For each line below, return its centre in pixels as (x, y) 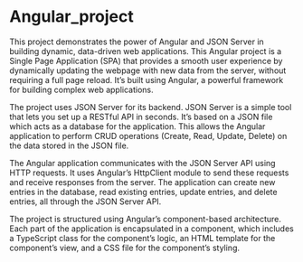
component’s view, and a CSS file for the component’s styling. (125, 248)
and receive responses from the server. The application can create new (142, 182)
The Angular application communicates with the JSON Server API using (142, 163)
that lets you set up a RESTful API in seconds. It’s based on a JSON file (141, 117)
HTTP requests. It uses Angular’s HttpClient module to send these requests (149, 173)
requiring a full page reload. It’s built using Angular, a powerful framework (147, 80)
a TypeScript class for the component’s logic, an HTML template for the (142, 238)
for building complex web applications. (81, 89)
